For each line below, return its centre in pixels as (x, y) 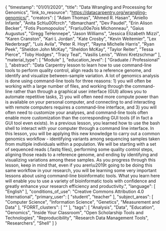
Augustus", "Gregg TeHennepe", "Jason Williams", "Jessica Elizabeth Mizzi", (83, 33)
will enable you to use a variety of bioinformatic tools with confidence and (81, 181)
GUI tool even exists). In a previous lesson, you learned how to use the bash (83, 123)
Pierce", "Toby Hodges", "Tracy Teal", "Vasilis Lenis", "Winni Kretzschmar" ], (83, 55)
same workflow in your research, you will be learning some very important (81, 170)
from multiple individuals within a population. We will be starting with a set (81, 144)
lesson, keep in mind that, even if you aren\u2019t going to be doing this (79, 165)
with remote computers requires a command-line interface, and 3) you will (81, 107)
